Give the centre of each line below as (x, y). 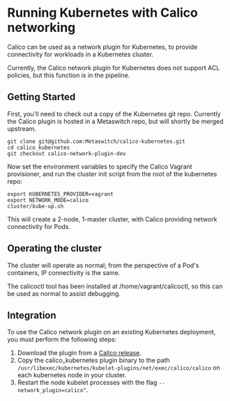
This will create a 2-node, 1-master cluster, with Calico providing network (112, 219)
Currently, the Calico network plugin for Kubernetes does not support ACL (114, 68)
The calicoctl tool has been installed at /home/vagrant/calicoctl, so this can (115, 286)
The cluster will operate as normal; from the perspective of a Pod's (103, 265)
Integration (32, 315)
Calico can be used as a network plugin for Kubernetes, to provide (102, 47)
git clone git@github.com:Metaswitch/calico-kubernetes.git (97, 141)
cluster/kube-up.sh (36, 206)
